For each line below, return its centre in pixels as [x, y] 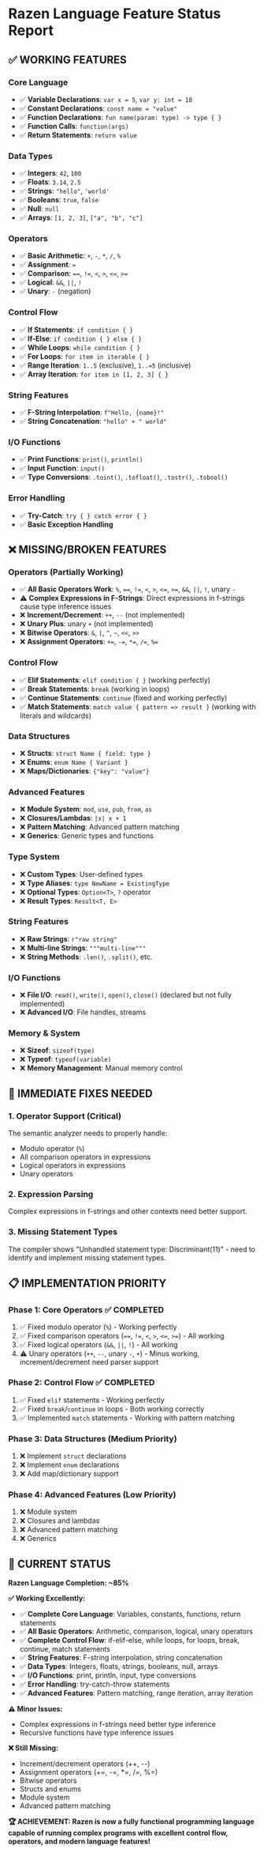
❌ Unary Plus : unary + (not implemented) [86, 624]
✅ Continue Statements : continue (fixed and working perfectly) [123, 697]
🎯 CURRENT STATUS [59, 1563]
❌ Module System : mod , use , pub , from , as [86, 809]
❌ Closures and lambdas [59, 1521]
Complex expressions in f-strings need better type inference [118, 1724]
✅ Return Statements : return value [78, 134]
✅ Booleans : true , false [59, 200]
